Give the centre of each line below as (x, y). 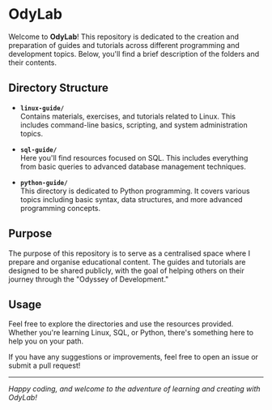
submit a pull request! (45, 365)
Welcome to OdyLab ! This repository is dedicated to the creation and (124, 37)
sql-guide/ (38, 150)
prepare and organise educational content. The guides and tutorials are (127, 261)
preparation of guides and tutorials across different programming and (124, 45)
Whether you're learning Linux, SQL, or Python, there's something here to (131, 333)
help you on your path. (46, 341)
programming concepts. (60, 208)
